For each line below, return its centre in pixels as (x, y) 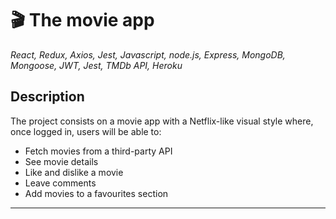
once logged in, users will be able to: (86, 131)
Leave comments (60, 183)
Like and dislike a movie (74, 172)
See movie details (61, 161)
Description (47, 97)
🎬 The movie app (82, 20)
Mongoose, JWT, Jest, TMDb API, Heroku (96, 65)
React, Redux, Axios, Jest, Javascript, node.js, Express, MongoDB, (148, 54)
